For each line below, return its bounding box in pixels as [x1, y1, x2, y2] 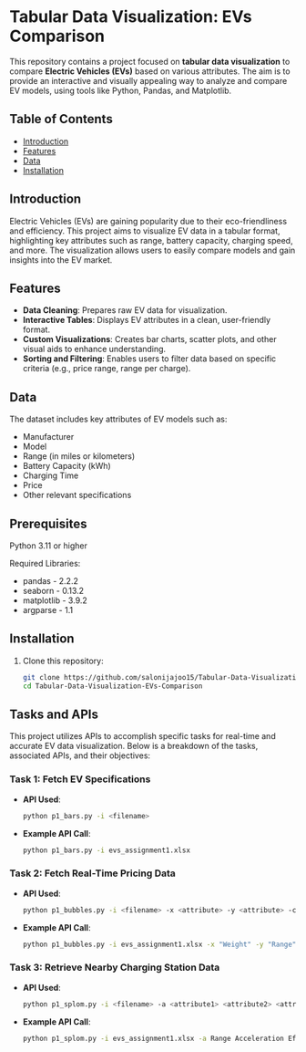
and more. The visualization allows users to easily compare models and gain [9, 245, 296, 255]
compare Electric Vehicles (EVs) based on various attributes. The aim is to [9, 66, 291, 77]
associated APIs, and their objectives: [9, 750, 151, 761]
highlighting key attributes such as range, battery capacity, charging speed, [9, 234, 293, 245]
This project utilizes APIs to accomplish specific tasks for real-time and [9, 731, 276, 742]
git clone [22, 672, 61, 682]
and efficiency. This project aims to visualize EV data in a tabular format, [9, 225, 280, 236]
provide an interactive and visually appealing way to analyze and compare [9, 75, 288, 86]
